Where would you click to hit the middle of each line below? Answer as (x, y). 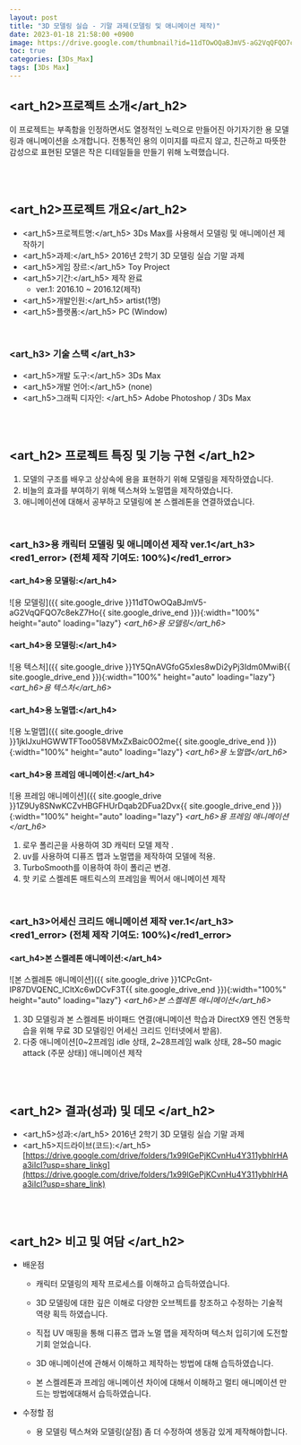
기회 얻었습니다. (63, 1345)
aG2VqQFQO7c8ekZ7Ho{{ (57, 612)
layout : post (34, 17)
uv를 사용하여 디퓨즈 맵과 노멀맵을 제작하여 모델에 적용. (119, 856)
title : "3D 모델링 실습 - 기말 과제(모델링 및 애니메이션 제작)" (115, 26)
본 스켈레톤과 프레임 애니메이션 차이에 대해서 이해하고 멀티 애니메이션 (156, 1382)
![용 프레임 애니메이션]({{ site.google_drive (86, 796)
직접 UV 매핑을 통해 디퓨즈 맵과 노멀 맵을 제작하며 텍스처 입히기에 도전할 (162, 1333)
